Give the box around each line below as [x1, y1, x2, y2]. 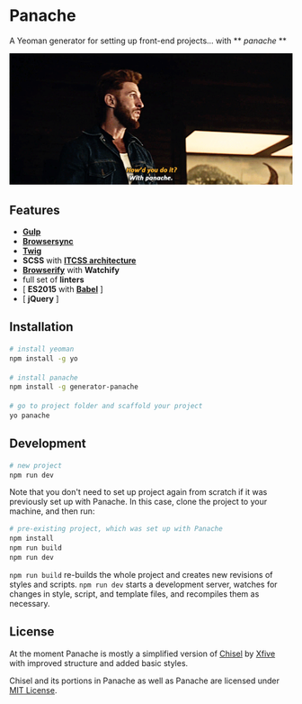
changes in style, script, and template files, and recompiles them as [9, 588, 260, 599]
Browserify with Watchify [22, 265, 120, 276]
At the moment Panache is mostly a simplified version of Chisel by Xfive [9, 648, 276, 659]
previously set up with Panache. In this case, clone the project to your [9, 497, 268, 507]
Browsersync [22, 236, 74, 247]
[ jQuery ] [22, 294, 59, 305]
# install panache [9, 373, 78, 382]
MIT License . [9, 684, 58, 695]
